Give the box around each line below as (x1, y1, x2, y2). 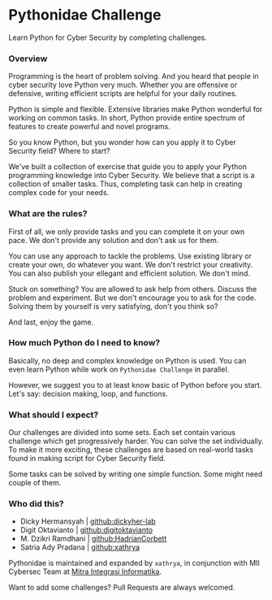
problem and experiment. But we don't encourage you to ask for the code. (8, 293, 257, 302)
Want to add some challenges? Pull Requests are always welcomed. (8, 583, 235, 593)
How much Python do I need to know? (8, 337, 161, 349)
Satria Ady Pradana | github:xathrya (19, 542, 140, 552)
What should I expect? (8, 409, 99, 420)
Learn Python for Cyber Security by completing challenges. (8, 33, 207, 42)
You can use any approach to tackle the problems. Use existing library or (8, 250, 252, 261)
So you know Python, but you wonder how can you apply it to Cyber (8, 137, 237, 147)
